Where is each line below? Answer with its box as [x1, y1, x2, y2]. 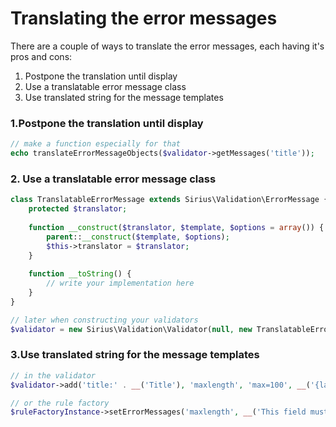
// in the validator [10, 370, 97, 381]
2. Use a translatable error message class [10, 172, 217, 186]
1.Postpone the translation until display [10, 116, 204, 130]
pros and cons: [10, 50, 73, 62]
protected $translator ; [28, 204, 128, 214]
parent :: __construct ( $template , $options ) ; [46, 232, 230, 242]
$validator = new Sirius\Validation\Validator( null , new [10, 324, 253, 334]
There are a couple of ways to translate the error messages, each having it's [10, 40, 325, 52]
